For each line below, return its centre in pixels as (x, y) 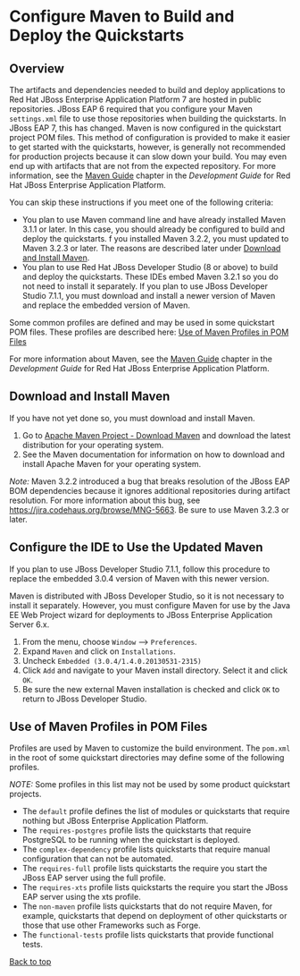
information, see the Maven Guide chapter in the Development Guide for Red (150, 175)
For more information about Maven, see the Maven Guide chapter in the (141, 359)
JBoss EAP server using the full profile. (94, 878)
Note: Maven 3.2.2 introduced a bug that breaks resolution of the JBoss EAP (150, 481)
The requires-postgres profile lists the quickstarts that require (137, 830)
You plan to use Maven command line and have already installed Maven (154, 220)
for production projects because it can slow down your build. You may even (148, 157)
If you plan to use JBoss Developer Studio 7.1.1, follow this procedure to (140, 569)
